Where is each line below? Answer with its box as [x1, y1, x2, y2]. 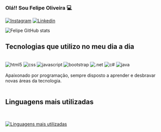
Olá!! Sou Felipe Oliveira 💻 [5, 4, 72, 11]
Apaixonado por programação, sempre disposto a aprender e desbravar [5, 72, 156, 78]
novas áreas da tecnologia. [5, 77, 62, 83]
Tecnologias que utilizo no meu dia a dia [5, 42, 135, 51]
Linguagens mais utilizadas [5, 98, 94, 106]
